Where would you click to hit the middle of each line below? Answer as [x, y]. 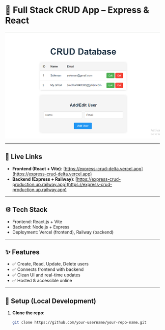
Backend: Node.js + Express [41, 227]
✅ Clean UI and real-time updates [46, 275]
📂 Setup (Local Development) [51, 301]
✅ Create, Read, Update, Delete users [50, 264]
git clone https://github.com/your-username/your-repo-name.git [79, 323]
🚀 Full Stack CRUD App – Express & [77, 10]
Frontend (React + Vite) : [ [39, 168]
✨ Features [22, 252]
